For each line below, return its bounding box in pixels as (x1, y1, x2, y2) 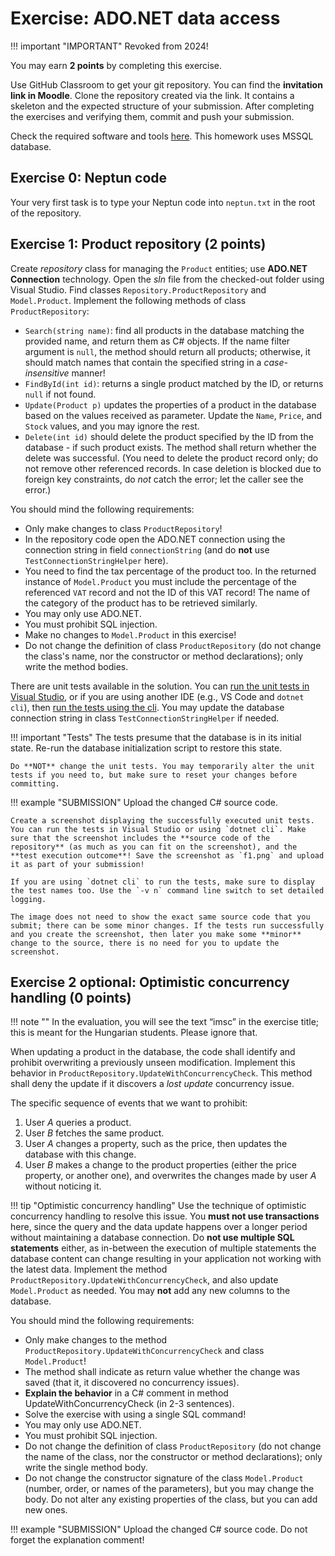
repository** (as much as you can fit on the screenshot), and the (10, 842, 298, 852)
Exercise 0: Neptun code (10, 170, 168, 187)
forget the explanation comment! (10, 1534, 145, 1546)
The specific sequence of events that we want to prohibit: (10, 1097, 248, 1109)
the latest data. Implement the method (10, 1263, 168, 1276)
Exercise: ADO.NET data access (10, 7, 281, 30)
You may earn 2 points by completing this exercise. (10, 59, 223, 71)
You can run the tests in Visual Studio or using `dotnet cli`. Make (10, 824, 307, 834)
